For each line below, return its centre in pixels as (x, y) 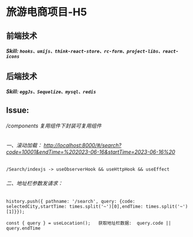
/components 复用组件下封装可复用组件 (54, 126)
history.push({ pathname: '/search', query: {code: (71, 201)
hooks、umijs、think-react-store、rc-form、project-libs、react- (99, 52)
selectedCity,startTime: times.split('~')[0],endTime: (75, 206)
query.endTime (24, 228)
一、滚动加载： (24, 145)
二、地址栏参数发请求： (34, 183)
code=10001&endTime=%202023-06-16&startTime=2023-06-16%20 (91, 152)
